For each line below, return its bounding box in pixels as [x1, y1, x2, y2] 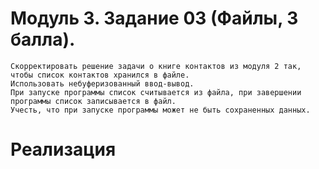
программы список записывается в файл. [10, 96, 177, 106]
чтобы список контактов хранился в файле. [10, 70, 190, 80]
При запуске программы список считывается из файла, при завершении [10, 87, 302, 97]
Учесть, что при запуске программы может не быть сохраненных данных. [10, 105, 311, 115]
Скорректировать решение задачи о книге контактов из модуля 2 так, [10, 61, 302, 71]
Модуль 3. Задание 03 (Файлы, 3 [10, 7, 299, 30]
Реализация [10, 138, 117, 161]
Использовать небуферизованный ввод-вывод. [10, 78, 195, 89]
